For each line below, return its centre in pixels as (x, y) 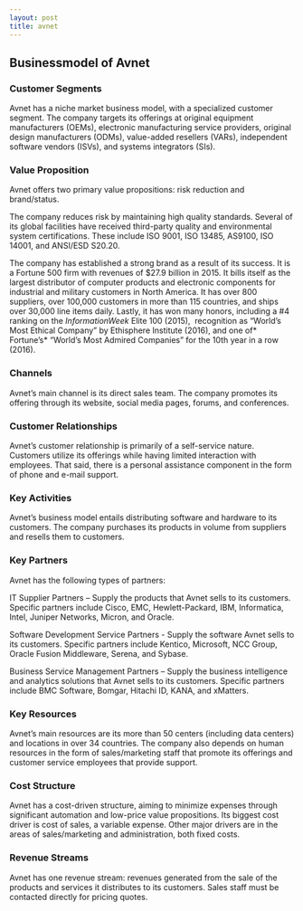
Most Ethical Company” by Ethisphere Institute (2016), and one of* (133, 330)
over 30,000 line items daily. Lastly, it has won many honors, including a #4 (149, 311)
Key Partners (38, 560)
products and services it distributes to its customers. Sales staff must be (144, 887)
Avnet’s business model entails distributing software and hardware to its (143, 517)
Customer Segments (56, 89)
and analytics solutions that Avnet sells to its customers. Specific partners (147, 680)
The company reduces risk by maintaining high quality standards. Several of (151, 217)
